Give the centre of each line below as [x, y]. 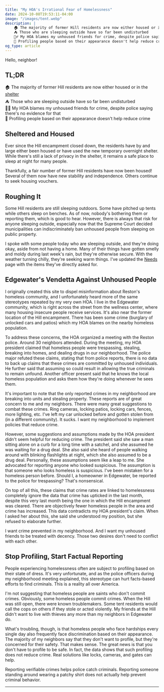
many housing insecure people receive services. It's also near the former [79, 312]
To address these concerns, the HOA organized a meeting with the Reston [80, 337]
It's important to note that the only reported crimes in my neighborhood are [81, 393]
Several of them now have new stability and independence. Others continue [81, 176]
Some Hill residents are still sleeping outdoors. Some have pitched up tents [81, 209]
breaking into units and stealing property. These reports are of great [73, 398]
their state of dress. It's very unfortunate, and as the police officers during [80, 573]
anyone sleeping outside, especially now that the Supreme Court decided [79, 224]
